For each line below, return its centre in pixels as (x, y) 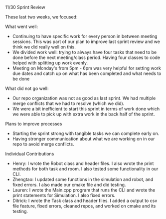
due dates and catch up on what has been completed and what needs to (87, 73)
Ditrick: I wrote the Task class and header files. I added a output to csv (85, 200)
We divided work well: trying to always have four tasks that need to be (84, 52)
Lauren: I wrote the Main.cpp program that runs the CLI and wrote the (84, 190)
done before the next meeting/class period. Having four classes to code (86, 57)
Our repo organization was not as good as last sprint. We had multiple (84, 98)
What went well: (22, 26)
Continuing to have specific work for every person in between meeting (85, 36)
